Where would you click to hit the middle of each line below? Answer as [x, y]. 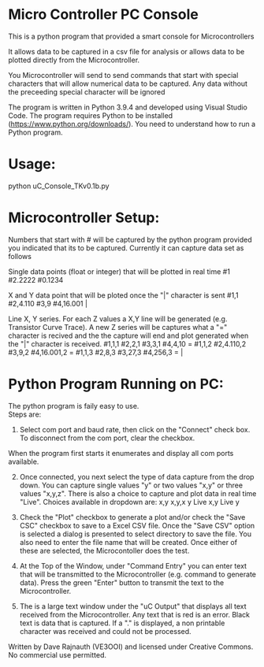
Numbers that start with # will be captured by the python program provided [130, 239]
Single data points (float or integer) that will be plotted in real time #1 [119, 271]
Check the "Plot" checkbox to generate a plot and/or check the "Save [132, 517]
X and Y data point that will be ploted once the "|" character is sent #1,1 [123, 295]
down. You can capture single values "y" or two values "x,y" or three [131, 485]
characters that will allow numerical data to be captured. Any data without [128, 83]
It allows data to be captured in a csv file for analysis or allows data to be [126, 51]
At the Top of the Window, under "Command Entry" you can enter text [133, 565]
